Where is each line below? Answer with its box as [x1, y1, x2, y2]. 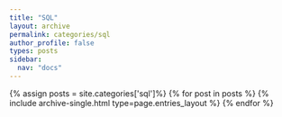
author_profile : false [9, 38, 95, 48]
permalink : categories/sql [9, 30, 111, 39]
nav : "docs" [17, 64, 63, 73]
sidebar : [9, 55, 42, 64]
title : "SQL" [9, 13, 59, 22]
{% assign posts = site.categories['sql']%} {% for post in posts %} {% [9, 87, 269, 99]
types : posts [9, 47, 59, 56]
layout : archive [9, 22, 70, 31]
